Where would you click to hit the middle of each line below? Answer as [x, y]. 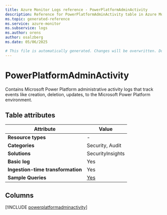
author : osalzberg [24, 38]
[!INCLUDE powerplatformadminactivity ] [46, 207]
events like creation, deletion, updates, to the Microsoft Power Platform [78, 94]
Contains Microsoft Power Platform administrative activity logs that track [79, 89]
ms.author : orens [23, 33]
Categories [21, 146]
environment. [19, 100]
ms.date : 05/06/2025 [27, 42]
